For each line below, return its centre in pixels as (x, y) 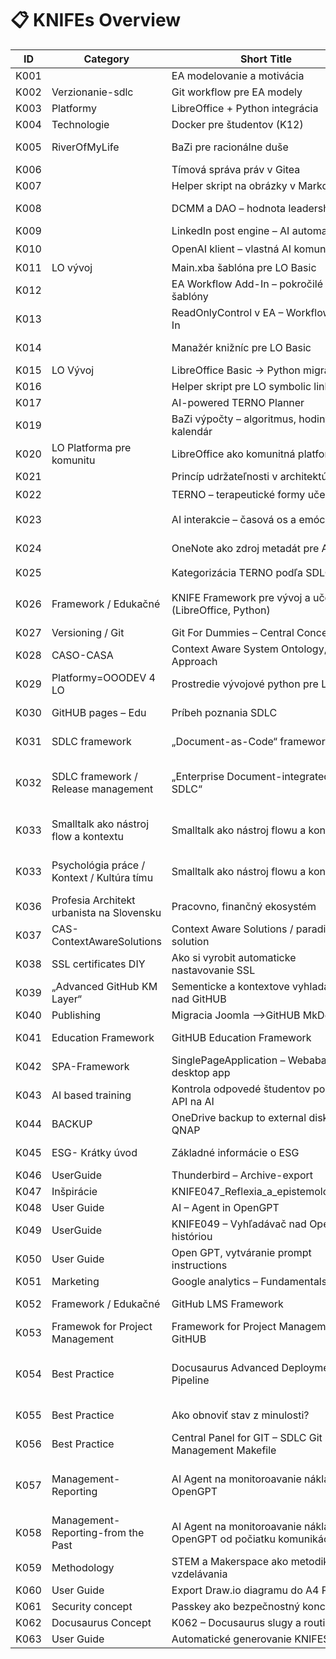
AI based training (91, 1095)
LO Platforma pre (91, 447)
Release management (102, 789)
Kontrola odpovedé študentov (241, 1089)
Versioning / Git (88, 632)
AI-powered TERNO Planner (238, 402)
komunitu (73, 460)
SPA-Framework (90, 1066)
